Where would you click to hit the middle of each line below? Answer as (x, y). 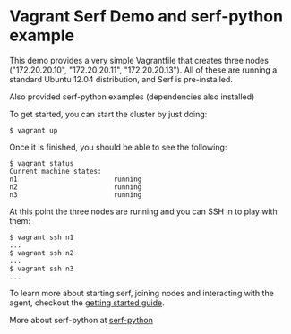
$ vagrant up (34, 130)
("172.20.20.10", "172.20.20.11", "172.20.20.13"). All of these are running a (143, 70)
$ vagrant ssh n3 (42, 269)
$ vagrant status (42, 163)
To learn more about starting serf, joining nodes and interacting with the (142, 293)
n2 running (76, 187)
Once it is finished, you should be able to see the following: (118, 147)
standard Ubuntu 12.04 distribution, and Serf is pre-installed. (121, 79)
